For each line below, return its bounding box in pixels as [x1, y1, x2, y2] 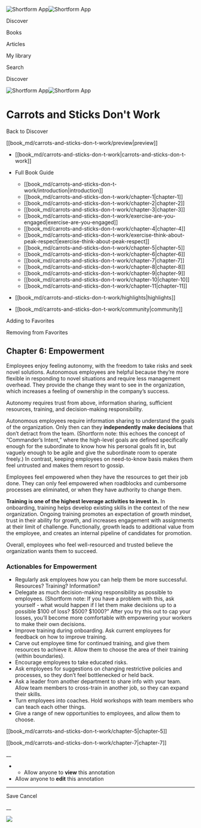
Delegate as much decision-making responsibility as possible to [14, 589, 172, 596]
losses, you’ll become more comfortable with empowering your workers [14, 614, 193, 621]
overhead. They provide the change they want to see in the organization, [6, 381, 185, 388]
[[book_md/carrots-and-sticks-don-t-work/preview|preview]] [6, 139, 158, 146]
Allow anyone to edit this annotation [14, 775, 104, 782]
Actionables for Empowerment [6, 562, 97, 570]
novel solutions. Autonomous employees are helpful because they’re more [6, 368, 190, 376]
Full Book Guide [14, 168, 54, 176]
